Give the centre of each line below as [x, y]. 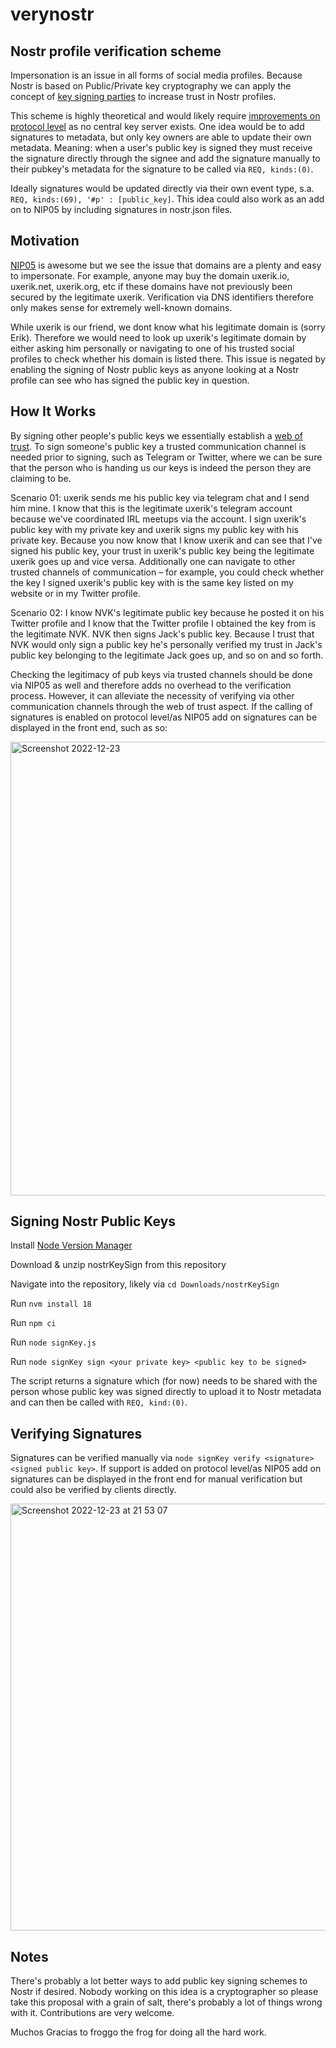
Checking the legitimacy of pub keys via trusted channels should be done [161, 674]
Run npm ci [33, 1323]
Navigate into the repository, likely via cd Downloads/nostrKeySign [145, 1284]
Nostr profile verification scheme [116, 51]
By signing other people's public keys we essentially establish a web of [157, 435]
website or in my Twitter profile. [75, 593]
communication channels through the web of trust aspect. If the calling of [161, 706]
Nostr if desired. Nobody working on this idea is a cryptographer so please [164, 1992]
